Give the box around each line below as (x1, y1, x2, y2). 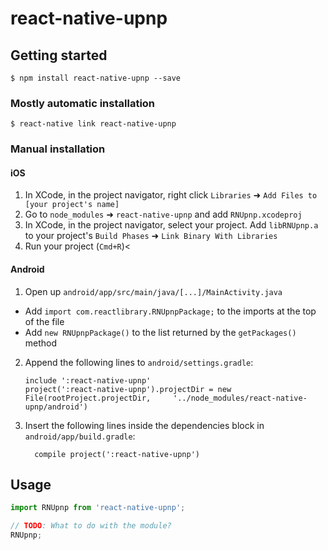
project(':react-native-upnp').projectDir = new (24, 384, 232, 394)
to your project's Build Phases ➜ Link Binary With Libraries (24, 230, 278, 242)
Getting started (10, 47, 108, 64)
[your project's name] (24, 200, 120, 210)
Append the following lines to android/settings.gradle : (24, 356, 254, 368)
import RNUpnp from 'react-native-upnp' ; (10, 503, 186, 513)
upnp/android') (24, 402, 89, 412)
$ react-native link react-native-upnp (10, 119, 177, 129)
